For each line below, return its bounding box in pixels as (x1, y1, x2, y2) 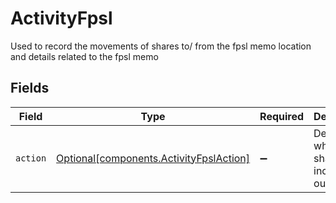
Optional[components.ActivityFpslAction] (56, 151, 251, 165)
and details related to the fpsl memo (10, 50, 159, 62)
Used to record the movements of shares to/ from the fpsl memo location (10, 40, 312, 52)
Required (259, 109, 305, 123)
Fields (10, 80, 50, 97)
